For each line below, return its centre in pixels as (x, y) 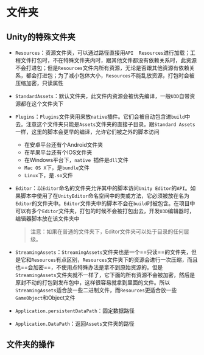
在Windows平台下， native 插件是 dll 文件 (76, 160)
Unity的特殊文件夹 (41, 37)
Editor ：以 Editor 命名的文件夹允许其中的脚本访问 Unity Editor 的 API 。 (103, 188)
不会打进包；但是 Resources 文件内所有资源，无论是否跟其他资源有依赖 (102, 68)
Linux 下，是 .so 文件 (48, 175)
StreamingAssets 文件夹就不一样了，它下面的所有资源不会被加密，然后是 (105, 275)
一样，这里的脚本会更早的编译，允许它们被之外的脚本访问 (87, 132)
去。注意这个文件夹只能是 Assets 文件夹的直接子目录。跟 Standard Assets (105, 124)
